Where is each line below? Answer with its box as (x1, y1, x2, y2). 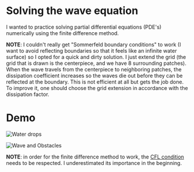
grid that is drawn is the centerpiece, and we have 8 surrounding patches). (6, 60, 186, 67)
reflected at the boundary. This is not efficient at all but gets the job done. (6, 78, 184, 85)
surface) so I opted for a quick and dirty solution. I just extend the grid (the (6, 53, 186, 60)
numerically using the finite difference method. (6, 29, 119, 36)
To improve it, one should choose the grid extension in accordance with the (6, 84, 189, 91)
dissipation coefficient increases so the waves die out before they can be (6, 72, 183, 79)
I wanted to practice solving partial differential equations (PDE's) (6, 23, 162, 30)
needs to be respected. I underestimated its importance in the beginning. (6, 159, 182, 166)
